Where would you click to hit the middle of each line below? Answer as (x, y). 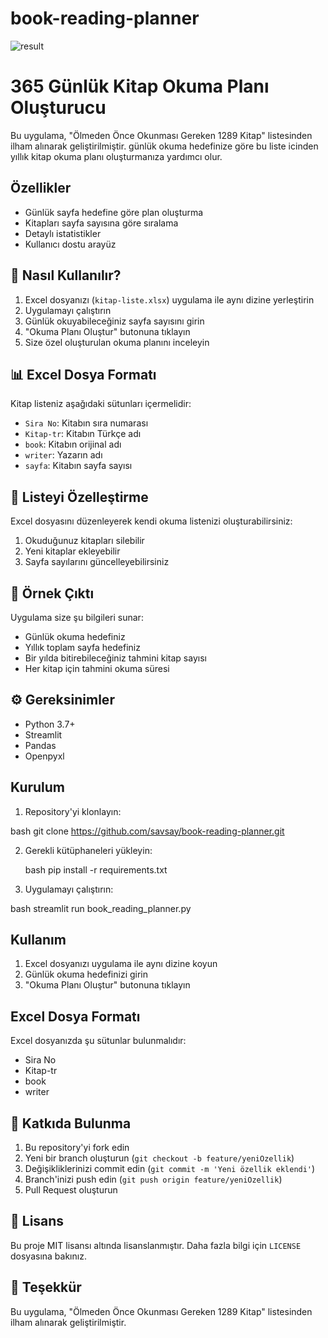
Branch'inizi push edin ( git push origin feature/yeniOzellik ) (153, 1179)
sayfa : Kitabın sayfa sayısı (78, 466)
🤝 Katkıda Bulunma (71, 1123)
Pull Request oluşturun (71, 1190)
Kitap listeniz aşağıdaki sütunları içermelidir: (101, 404)
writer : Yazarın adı (63, 455)
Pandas (40, 745)
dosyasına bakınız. (48, 1256)
